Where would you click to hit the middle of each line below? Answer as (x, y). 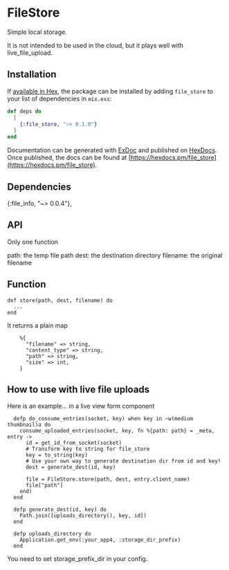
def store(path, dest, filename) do (60, 300)
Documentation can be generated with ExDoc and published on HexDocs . (112, 150)
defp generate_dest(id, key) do (60, 510)
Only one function (33, 242)
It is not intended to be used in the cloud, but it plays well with (95, 45)
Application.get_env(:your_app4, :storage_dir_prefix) (100, 540)
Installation (32, 74)
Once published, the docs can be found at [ (69, 158)
